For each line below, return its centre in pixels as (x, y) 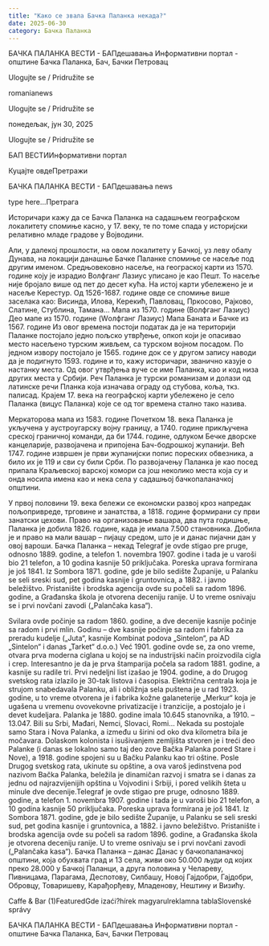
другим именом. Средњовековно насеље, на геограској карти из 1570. (131, 267)
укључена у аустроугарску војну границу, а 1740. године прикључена (128, 428)
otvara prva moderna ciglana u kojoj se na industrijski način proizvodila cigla (134, 655)
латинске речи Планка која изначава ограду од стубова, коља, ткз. (124, 387)
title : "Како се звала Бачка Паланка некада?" (88, 16)
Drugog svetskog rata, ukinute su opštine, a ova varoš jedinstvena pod (125, 766)
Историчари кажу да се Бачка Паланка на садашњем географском (124, 218)
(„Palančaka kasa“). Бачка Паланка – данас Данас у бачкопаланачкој (126, 851)
